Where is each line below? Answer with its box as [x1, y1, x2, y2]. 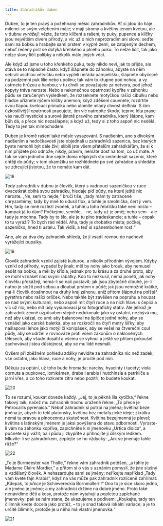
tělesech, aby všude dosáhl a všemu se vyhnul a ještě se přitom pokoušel [5, 335, 153, 342]
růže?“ [5, 441, 18, 446]
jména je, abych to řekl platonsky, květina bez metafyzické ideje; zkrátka [5, 409, 150, 415]
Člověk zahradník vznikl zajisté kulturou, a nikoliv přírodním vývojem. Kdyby [5, 258, 157, 263]
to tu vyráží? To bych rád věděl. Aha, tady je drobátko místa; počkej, [5, 219, 142, 225]
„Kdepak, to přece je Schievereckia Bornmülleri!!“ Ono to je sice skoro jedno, [5, 480, 159, 486]
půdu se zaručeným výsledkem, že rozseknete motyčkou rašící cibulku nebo [5, 92, 159, 98]
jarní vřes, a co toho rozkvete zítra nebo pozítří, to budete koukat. [5, 375, 136, 381]
